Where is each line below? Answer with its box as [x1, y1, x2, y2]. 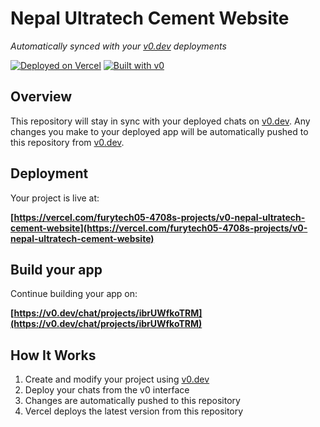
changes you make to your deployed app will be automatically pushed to [10, 125, 309, 137]
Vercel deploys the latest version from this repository [24, 405, 244, 417]
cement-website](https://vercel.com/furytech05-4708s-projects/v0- [10, 222, 308, 234]
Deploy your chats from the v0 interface [24, 384, 190, 396]
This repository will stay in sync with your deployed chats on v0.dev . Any [10, 115, 311, 127]
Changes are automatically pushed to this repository [24, 395, 241, 407]
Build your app [10, 261, 103, 278]
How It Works [10, 347, 97, 364]
